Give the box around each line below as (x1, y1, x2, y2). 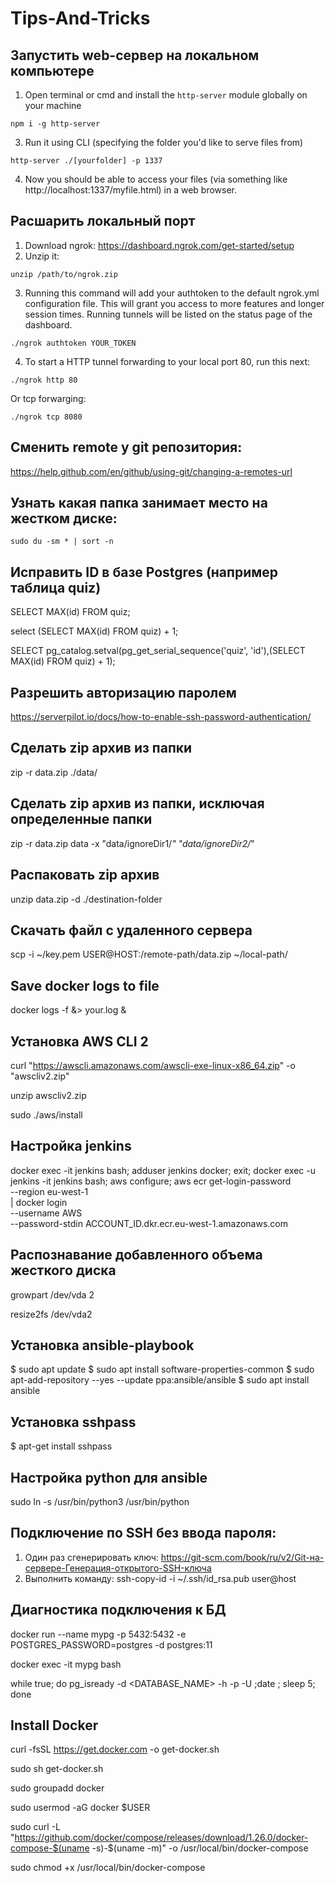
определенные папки (10, 811, 153, 828)
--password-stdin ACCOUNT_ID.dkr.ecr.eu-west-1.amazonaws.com (10, 1217, 288, 1229)
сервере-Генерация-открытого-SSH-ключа (24, 1562, 212, 1574)
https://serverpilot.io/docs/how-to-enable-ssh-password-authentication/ (10, 711, 312, 723)
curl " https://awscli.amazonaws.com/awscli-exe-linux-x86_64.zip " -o (10, 1059, 296, 1071)
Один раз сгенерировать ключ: (24, 1551, 159, 1563)
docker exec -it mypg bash (10, 1658, 122, 1670)
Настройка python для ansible (10, 1469, 208, 1486)
